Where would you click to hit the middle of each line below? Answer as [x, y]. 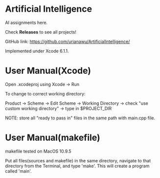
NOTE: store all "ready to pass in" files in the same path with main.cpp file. [80, 118]
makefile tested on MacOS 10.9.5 [38, 151]
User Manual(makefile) [53, 138]
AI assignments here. [26, 22]
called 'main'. [18, 171]
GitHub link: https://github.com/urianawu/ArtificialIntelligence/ [68, 41]
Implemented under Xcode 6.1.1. [37, 51]
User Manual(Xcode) [48, 71]
